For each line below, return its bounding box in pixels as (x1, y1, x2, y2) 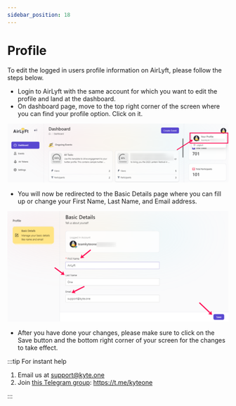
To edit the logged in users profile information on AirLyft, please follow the (7, 65, 223, 74)
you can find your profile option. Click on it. (17, 109, 143, 118)
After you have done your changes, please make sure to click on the (17, 328, 215, 337)
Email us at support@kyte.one (17, 370, 105, 379)
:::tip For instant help (7, 357, 67, 365)
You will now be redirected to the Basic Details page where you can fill (17, 190, 221, 198)
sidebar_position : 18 (7, 11, 71, 18)
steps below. (7, 73, 44, 82)
